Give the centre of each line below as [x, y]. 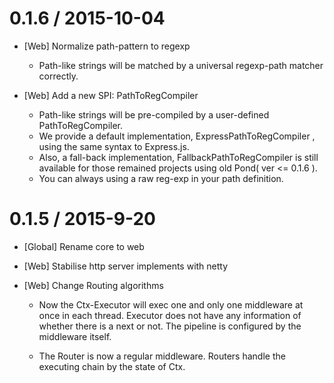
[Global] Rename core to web [84, 246]
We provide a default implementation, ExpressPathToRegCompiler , [177, 136]
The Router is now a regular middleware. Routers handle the [162, 356]
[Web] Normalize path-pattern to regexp [107, 46]
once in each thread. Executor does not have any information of [170, 315]
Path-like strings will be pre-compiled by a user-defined [154, 114]
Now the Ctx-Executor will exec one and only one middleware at [171, 304]
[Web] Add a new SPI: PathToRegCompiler [111, 95]
